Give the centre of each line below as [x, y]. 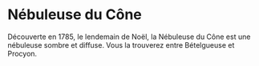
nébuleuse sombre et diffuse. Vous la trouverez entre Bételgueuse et [121, 45]
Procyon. [22, 53]
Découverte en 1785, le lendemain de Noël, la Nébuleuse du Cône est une [129, 37]
